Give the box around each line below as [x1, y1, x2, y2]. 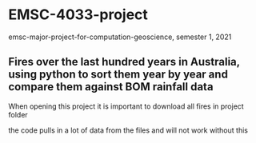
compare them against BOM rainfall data [8, 80, 214, 93]
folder [8, 109, 28, 119]
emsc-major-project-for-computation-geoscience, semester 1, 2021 [8, 32, 232, 42]
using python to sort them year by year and [8, 68, 228, 81]
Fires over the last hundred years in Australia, [8, 55, 240, 69]
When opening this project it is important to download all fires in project [8, 101, 244, 111]
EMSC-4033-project [8, 6, 148, 24]
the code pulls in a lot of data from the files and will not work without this [8, 125, 248, 135]
